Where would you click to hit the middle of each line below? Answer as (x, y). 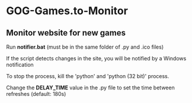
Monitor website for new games (66, 33)
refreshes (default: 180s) (36, 94)
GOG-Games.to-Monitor (67, 11)
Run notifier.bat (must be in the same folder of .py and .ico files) (85, 47)
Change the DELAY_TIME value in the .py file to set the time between (90, 88)
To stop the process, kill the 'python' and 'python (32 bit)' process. (88, 76)
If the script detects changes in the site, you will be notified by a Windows (96, 58)
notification (20, 65)
